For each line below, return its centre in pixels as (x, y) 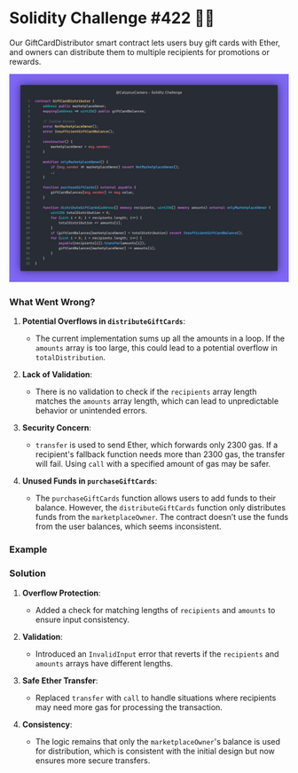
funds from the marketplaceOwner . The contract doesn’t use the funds (162, 517)
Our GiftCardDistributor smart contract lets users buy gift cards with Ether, (145, 43)
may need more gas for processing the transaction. (129, 707)
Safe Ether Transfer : (60, 680)
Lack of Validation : (57, 375)
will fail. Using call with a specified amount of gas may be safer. (153, 464)
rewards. (25, 61)
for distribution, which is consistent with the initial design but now (155, 751)
